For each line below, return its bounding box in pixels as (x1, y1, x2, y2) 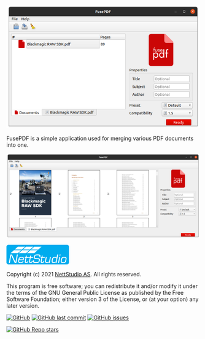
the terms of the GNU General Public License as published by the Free (6, 289, 184, 297)
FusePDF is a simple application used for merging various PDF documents (6, 134, 194, 142)
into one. (6, 141, 29, 149)
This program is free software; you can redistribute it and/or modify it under (6, 282, 198, 290)
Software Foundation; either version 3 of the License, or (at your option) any (6, 295, 199, 303)
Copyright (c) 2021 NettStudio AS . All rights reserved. (6, 271, 142, 278)
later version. (6, 302, 40, 310)
